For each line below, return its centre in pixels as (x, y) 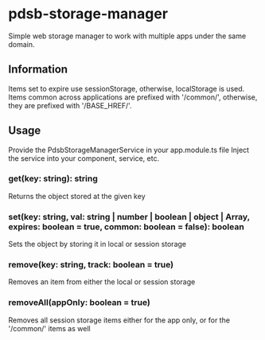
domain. (21, 44)
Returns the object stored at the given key (77, 196)
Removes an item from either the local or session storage (102, 282)
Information (38, 70)
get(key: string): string (53, 178)
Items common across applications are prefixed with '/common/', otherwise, (133, 97)
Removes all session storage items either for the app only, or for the (119, 320)
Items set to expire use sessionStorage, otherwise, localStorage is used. (127, 88)
